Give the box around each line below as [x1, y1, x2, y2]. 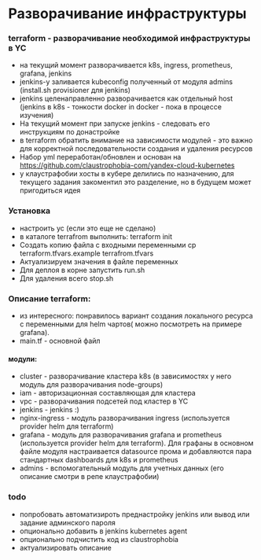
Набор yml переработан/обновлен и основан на [19, 153, 182, 162]
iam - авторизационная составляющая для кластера [19, 389, 197, 398]
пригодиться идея [19, 186, 81, 195]
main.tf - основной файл [19, 336, 101, 346]
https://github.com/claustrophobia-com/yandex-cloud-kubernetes [19, 160, 235, 170]
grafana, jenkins [19, 68, 72, 79]
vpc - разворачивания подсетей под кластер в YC [19, 396, 189, 406]
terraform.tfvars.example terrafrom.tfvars [19, 249, 154, 258]
